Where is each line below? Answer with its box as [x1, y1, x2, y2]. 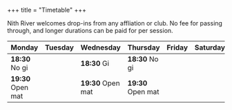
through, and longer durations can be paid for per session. [7, 27, 174, 34]
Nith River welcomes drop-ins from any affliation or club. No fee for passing [7, 19, 223, 27]
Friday [166, 43, 188, 52]
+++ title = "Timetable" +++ [7, 6, 87, 14]
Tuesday [44, 43, 75, 52]
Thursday [127, 43, 160, 52]
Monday [10, 43, 39, 52]
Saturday [194, 43, 226, 52]
